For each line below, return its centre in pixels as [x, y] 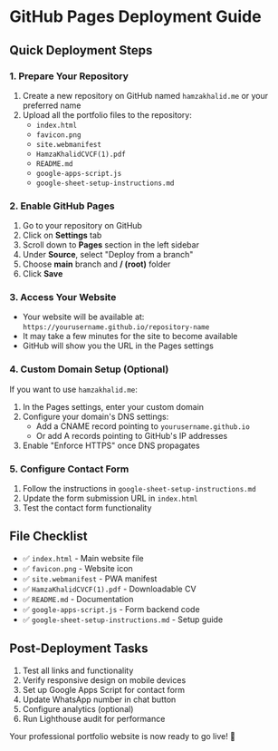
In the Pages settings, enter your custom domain [113, 406]
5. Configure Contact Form [69, 469]
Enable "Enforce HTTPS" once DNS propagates [111, 445]
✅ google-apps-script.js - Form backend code [111, 609]
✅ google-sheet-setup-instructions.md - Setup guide [123, 619]
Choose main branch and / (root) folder [96, 264]
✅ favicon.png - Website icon [77, 568]
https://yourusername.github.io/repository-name [116, 327]
